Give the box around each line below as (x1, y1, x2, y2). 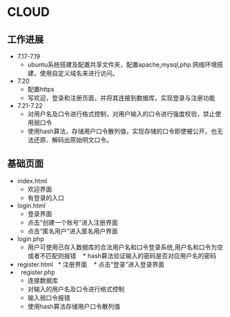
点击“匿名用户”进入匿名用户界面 (27, 226, 118, 235)
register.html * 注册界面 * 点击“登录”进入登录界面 (17, 260, 164, 269)
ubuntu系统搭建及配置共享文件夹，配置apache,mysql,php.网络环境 (27, 60, 218, 69)
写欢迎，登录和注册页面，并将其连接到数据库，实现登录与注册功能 (27, 94, 215, 102)
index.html (17, 176, 48, 185)
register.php (20, 268, 55, 276)
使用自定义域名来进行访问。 (39, 69, 119, 77)
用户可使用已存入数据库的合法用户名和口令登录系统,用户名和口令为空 (27, 243, 223, 251)
